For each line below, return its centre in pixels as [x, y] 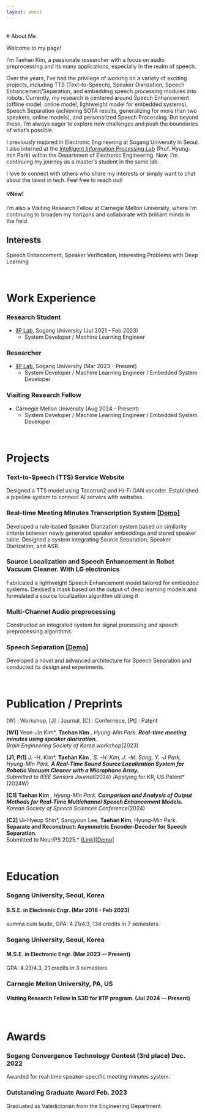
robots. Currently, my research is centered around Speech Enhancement [98, 97]
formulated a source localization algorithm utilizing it [73, 595]
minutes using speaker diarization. [52, 739]
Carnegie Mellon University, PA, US [60, 984]
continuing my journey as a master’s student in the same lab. [83, 161]
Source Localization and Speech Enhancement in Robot [90, 562]
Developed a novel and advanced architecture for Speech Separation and [99, 661]
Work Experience [51, 298]
